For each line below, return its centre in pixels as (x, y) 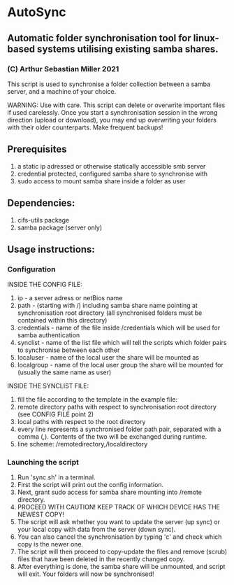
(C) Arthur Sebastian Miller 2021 (63, 69)
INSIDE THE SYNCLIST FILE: (48, 386)
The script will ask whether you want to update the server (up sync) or (118, 522)
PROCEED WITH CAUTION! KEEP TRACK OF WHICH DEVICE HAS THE (118, 507)
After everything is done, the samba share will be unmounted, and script (121, 567)
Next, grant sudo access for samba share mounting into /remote (110, 492)
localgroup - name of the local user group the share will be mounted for (120, 365)
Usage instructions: (51, 249)
